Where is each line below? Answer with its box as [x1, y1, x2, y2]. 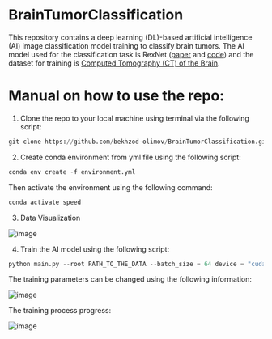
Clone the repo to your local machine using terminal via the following [19, 113, 249, 123]
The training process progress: [8, 306, 112, 316]
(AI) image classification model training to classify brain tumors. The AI [8, 40, 245, 50]
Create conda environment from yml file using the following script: [19, 152, 241, 162]
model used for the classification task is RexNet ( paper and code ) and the [8, 49, 254, 59]
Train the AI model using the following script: [19, 244, 170, 254]
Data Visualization [19, 213, 81, 222]
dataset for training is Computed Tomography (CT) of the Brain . [8, 58, 220, 68]
